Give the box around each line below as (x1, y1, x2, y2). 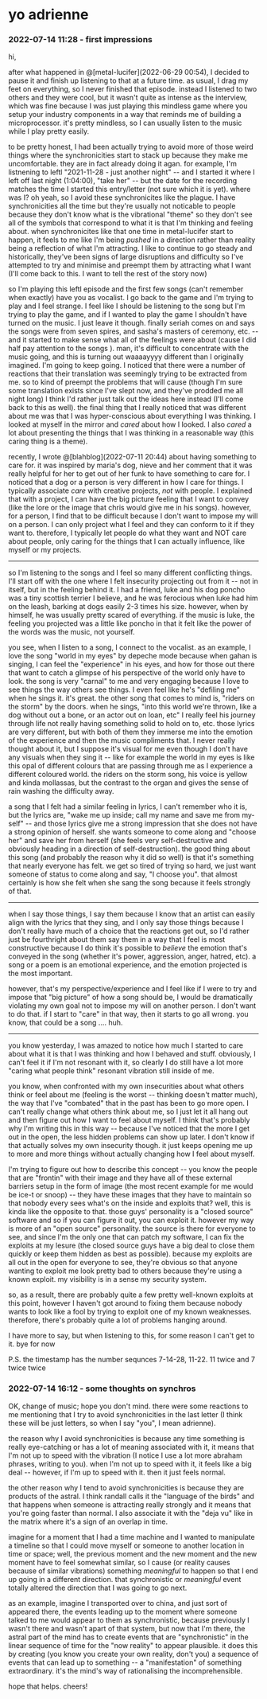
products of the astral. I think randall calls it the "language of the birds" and (8, 1491, 254, 1501)
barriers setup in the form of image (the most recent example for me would (8, 1181, 253, 1191)
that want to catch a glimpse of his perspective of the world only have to (8, 668, 246, 678)
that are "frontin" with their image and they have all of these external (8, 1173, 233, 1183)
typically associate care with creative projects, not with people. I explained (8, 486, 253, 495)
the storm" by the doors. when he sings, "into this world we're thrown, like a (8, 702, 257, 712)
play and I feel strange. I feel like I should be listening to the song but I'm (8, 301, 246, 311)
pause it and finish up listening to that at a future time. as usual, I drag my (8, 76, 249, 85)
